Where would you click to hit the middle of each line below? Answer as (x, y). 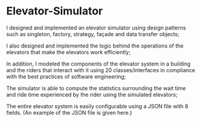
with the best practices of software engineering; (66, 76)
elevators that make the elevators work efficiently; (69, 52)
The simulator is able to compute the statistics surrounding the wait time (96, 88)
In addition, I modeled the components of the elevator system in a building (99, 64)
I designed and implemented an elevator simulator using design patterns (96, 28)
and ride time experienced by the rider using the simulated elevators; (92, 94)
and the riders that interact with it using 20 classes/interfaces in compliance (101, 70)
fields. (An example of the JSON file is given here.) (69, 112)
